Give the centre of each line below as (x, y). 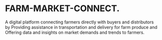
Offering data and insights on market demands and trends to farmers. (75, 32)
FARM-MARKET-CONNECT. (62, 9)
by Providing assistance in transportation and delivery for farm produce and (81, 27)
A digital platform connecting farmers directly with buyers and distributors (80, 22)
